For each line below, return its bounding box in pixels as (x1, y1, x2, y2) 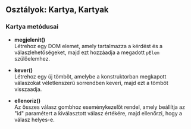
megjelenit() (14, 36, 46, 43)
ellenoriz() (14, 97, 41, 104)
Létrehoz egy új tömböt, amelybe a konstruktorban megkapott (14, 73, 167, 80)
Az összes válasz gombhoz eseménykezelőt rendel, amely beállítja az (14, 103, 186, 111)
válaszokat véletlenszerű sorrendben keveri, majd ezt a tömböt (14, 79, 169, 86)
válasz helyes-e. (14, 116, 55, 123)
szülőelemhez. (14, 55, 50, 62)
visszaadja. (14, 86, 42, 93)
